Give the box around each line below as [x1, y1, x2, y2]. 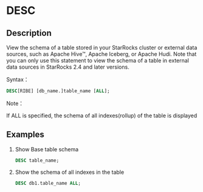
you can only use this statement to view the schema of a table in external [6, 57, 190, 64]
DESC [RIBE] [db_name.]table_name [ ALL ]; [6, 88, 111, 94]
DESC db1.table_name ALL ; [15, 180, 81, 186]
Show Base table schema [15, 145, 79, 153]
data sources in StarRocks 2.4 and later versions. [6, 63, 129, 70]
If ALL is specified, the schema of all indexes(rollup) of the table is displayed [6, 112, 198, 119]
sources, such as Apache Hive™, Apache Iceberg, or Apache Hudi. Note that [6, 50, 197, 58]
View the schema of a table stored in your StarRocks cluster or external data [6, 44, 198, 51]
